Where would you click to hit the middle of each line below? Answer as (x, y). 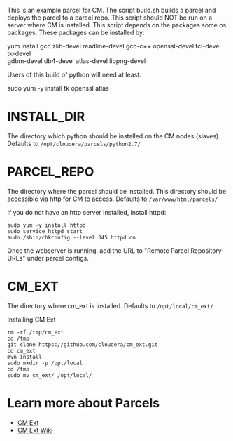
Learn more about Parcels (84, 403)
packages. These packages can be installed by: (76, 32)
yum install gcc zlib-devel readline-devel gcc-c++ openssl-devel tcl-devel (114, 46)
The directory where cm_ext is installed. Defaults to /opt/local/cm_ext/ (110, 305)
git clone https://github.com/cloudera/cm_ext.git (83, 344)
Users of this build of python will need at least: (74, 74)
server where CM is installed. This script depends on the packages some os (117, 25)
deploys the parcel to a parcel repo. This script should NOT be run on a (110, 18)
